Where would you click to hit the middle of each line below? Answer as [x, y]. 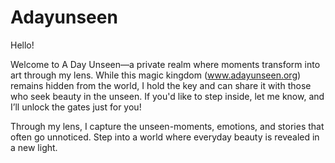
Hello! [22, 45]
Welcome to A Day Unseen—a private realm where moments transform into [165, 64]
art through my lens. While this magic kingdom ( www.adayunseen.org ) [156, 75]
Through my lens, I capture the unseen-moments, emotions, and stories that [167, 126]
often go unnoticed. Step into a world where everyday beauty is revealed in [165, 137]
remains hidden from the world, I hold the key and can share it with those [161, 85]
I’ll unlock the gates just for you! [76, 107]
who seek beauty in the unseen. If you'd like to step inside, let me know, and [167, 96]
